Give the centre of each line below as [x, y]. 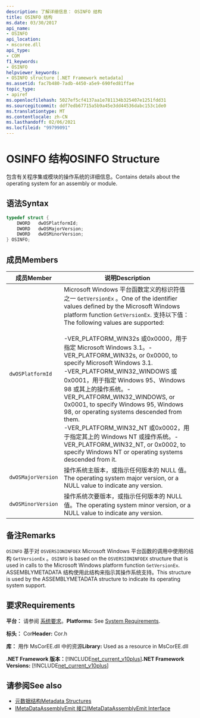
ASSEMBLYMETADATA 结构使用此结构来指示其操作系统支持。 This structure [99, 572]
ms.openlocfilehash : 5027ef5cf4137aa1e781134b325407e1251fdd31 [86, 100]
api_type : [18, 51]
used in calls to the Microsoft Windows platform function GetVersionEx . [93, 565]
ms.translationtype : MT [36, 111]
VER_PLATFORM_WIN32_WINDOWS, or [119, 397]
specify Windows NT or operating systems [123, 452]
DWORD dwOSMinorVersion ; [50, 234]
